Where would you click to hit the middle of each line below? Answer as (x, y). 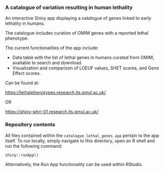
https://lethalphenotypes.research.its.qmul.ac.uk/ (55, 93)
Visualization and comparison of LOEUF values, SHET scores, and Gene (86, 68)
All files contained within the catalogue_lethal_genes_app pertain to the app (82, 135)
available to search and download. (47, 63)
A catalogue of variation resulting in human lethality (69, 7)
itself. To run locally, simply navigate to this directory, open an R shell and (80, 141)
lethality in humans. (25, 23)
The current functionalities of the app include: (52, 48)
